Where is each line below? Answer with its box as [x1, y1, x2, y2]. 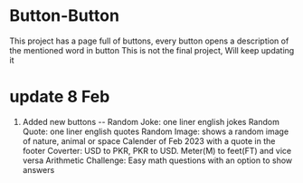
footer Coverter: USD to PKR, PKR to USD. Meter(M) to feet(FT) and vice [22, 145, 292, 156]
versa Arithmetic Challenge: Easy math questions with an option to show [22, 155, 293, 166]
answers [22, 164, 55, 175]
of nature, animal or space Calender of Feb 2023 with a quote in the [22, 135, 276, 146]
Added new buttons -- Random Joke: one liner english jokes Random [22, 116, 280, 127]
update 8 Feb [9, 87, 110, 107]
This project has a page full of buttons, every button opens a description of [9, 35, 289, 46]
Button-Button [9, 5, 120, 26]
